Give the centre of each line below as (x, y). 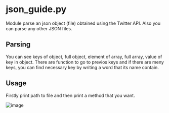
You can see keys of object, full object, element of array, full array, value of (84, 56)
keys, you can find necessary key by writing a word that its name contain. (82, 67)
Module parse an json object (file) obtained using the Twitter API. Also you (83, 23)
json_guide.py (36, 9)
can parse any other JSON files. (39, 28)
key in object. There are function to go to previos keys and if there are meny (85, 62)
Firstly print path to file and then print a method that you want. (71, 95)
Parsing (18, 45)
